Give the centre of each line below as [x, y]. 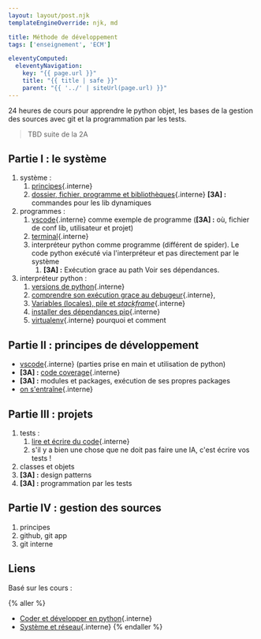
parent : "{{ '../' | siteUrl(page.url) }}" [95, 88]
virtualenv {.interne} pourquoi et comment [99, 320]
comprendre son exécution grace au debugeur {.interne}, [123, 295]
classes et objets [47, 467]
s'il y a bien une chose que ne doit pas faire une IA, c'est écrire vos [140, 450]
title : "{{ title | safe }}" [70, 80]
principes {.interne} [62, 186]
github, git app [43, 535]
